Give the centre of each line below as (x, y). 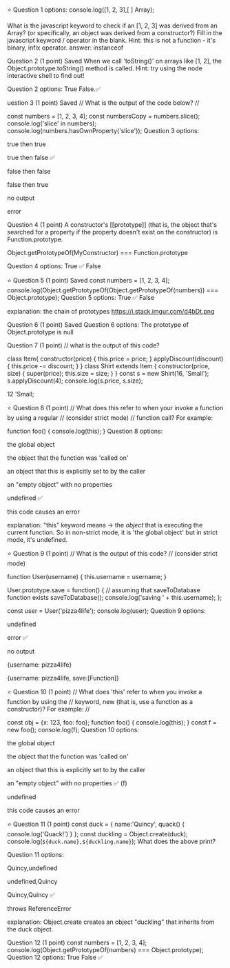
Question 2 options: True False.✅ (54, 89)
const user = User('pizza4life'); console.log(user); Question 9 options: (107, 611)
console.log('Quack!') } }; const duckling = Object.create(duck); (97, 834)
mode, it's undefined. (37, 540)
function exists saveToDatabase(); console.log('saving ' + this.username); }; (115, 597)
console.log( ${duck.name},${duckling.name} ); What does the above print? (111, 841)
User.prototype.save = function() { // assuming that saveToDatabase (104, 590)
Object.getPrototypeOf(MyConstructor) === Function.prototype (97, 253)
